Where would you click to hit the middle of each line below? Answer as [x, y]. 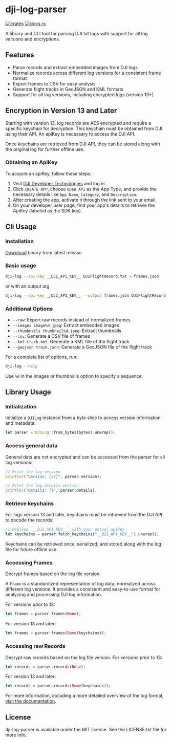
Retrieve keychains [30, 504]
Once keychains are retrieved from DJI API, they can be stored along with [83, 144]
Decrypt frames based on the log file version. [53, 574]
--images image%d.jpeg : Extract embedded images [66, 325]
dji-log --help [21, 366]
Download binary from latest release [44, 252]
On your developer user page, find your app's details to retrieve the [84, 205]
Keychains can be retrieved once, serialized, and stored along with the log [83, 544]
